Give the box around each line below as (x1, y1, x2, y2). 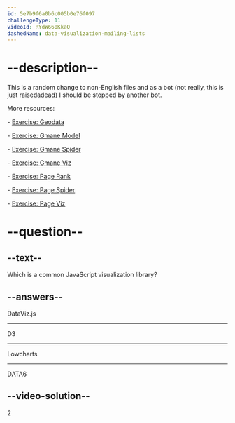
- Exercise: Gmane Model (7, 131, 80, 140)
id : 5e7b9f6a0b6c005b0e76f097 (7, 10, 96, 18)
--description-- (7, 60, 99, 76)
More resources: (7, 105, 55, 113)
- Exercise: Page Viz (7, 199, 66, 208)
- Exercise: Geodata (7, 118, 65, 126)
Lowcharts (7, 350, 38, 358)
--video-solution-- (7, 390, 90, 402)
